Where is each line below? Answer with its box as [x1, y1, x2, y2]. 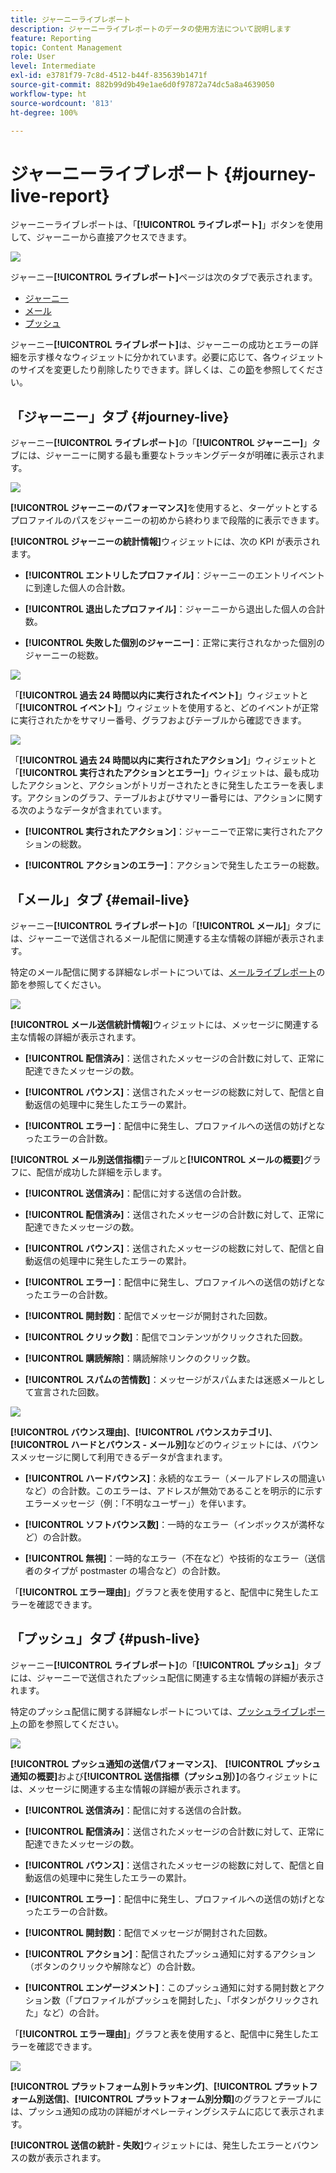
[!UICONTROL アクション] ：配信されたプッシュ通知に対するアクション [24, 1947, 317, 1960]
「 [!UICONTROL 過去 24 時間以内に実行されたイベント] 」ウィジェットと [10, 689, 309, 701]
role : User [10, 52, 56, 62]
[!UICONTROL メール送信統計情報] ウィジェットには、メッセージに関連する [10, 1018, 320, 1030]
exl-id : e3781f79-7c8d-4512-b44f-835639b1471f [10, 71, 208, 81]
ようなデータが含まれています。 [36, 804, 168, 816]
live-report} [10, 184, 110, 207]
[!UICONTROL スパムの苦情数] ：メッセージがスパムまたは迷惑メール [24, 1373, 308, 1385]
